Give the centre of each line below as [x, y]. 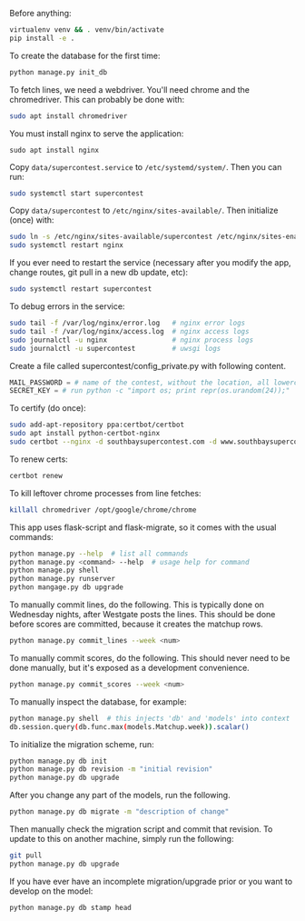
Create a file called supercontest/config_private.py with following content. [148, 365]
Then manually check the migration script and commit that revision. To [141, 829]
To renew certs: [39, 459]
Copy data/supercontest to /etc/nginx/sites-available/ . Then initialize [144, 210]
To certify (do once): [48, 408]
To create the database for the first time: [85, 55]
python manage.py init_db [58, 72]
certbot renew [36, 476]
